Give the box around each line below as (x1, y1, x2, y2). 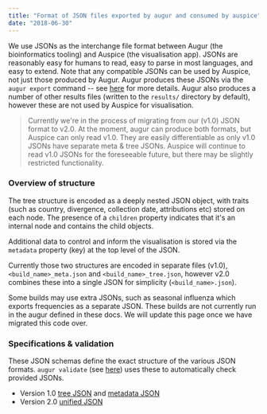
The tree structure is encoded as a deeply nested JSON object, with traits (8, 196, 250, 205)
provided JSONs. (8, 373, 64, 383)
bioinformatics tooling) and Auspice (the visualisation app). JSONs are (8, 49, 238, 59)
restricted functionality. (27, 158, 105, 167)
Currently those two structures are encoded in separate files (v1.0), (8, 260, 228, 270)
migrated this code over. (8, 318, 88, 327)
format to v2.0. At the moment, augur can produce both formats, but (27, 124, 252, 134)
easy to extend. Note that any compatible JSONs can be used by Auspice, (8, 66, 251, 76)
